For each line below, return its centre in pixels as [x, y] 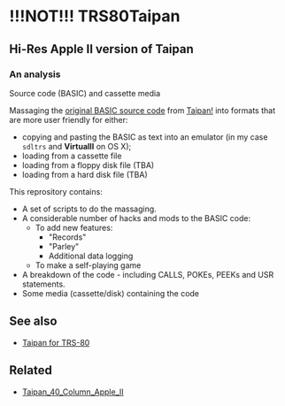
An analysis [35, 74]
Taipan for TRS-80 [56, 342]
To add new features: [74, 227]
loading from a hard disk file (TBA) [85, 174]
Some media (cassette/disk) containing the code [111, 293]
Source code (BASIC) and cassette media [85, 93]
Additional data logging [91, 256]
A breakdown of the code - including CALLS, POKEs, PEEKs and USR [148, 274]
